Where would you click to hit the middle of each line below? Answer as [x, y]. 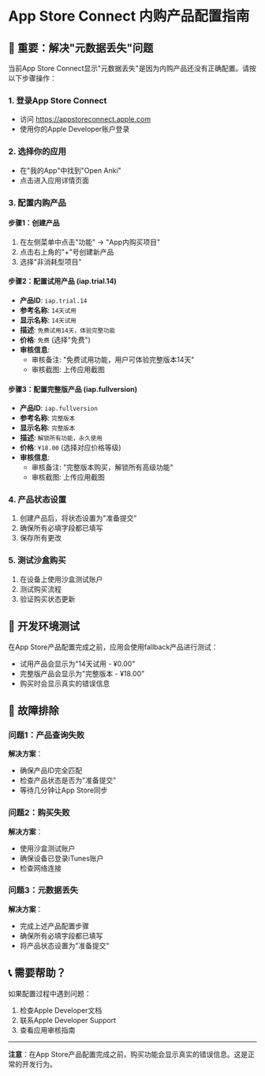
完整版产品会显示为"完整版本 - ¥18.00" [82, 673]
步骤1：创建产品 [34, 223]
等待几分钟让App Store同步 [63, 790]
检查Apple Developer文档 [61, 1010]
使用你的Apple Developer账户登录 [75, 129]
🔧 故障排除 [34, 711]
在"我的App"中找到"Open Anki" [71, 170]
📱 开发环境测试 [44, 626]
